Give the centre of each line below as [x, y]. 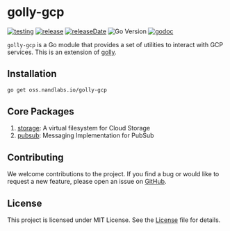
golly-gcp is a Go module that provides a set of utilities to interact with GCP [115, 44]
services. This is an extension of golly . [62, 52]
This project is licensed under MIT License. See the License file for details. [114, 220]
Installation [32, 74]
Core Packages [41, 112]
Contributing [35, 157]
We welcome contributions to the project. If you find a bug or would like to [113, 174]
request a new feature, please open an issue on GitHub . [87, 182]
